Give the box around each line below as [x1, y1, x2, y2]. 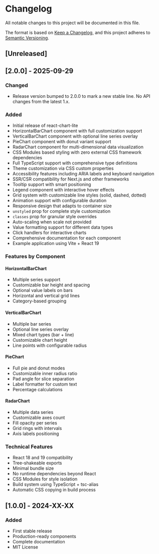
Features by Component [5, 253, 66, 260]
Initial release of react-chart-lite [12, 122, 78, 129]
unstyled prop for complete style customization [12, 208, 111, 214]
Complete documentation [12, 539, 65, 545]
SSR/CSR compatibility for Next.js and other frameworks [12, 176, 129, 182]
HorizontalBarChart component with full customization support [12, 128, 142, 134]
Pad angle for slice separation [12, 376, 74, 382]
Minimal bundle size [12, 465, 54, 471]
